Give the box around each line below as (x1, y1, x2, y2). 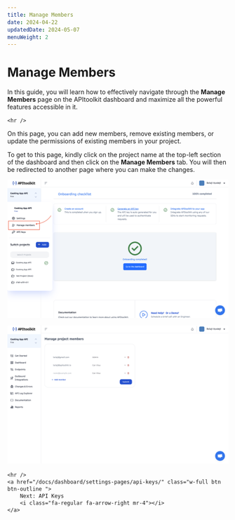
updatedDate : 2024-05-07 (7, 26, 80, 33)
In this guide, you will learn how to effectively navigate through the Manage (7, 88, 226, 96)
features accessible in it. (7, 102, 79, 112)
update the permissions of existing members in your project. (7, 137, 182, 145)
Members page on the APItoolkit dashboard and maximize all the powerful (7, 95, 223, 104)
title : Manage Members (7, 11, 74, 18)
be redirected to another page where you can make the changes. (7, 166, 195, 174)
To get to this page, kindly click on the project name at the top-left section (7, 151, 222, 159)
